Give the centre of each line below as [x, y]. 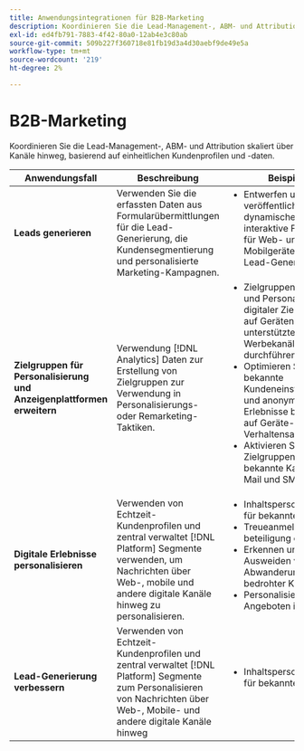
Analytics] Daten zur [160, 359]
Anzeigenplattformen [61, 399]
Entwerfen [266, 194]
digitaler [261, 309]
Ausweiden [267, 560]
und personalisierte [157, 261]
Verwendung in [148, 393]
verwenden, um [149, 559]
